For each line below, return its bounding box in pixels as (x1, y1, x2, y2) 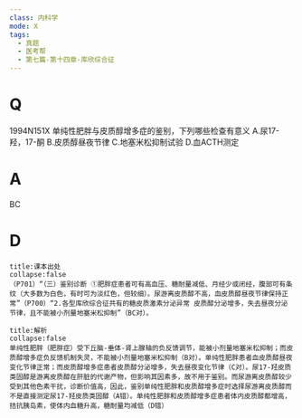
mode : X (9, 22, 39, 31)
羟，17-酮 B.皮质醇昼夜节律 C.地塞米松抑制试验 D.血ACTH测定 (9, 137, 240, 147)
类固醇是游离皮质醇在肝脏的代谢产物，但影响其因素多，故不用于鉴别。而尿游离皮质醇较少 (9, 372, 292, 381)
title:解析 (9, 326, 48, 335)
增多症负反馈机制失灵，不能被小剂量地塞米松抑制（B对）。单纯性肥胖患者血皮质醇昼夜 (22, 353, 293, 362)
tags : (9, 30, 30, 39)
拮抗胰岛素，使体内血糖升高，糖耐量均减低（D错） (9, 401, 169, 410)
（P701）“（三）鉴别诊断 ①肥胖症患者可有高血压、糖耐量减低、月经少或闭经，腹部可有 (9, 280, 287, 289)
